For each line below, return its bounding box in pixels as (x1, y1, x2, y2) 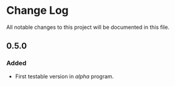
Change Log (6, 4, 69, 17)
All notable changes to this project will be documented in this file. (6, 23, 170, 31)
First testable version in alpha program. (15, 73, 114, 80)
